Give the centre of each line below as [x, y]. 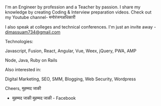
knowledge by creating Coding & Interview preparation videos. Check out [78, 12]
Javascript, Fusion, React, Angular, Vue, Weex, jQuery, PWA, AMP [71, 51]
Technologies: [19, 41]
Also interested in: [23, 69]
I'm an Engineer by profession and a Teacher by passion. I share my [73, 7]
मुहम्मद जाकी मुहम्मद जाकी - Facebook [44, 98]
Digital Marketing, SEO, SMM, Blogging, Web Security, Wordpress [71, 79]
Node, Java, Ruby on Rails [31, 60]
